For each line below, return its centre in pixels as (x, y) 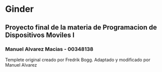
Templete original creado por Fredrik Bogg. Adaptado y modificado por (78, 60)
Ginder (19, 9)
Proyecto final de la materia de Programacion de (81, 27)
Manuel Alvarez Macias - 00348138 (49, 49)
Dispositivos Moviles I (40, 35)
